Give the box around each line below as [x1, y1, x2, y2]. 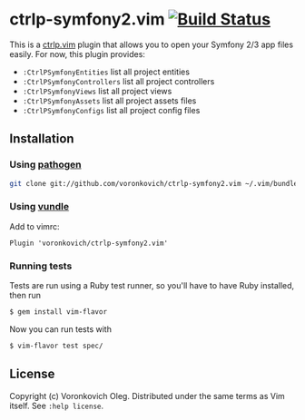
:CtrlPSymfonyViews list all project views [22, 85, 172, 96]
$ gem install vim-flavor [9, 308, 107, 317]
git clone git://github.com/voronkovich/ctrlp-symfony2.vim [9, 179, 242, 188]
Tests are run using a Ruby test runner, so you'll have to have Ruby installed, [9, 280, 295, 291]
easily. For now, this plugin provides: [9, 48, 145, 59]
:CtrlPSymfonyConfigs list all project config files [22, 104, 201, 115]
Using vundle [9, 200, 70, 213]
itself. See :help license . [9, 400, 104, 411]
